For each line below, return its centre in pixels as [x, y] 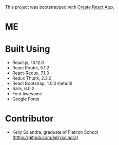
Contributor [29, 119]
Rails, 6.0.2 [23, 89]
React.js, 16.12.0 [28, 62]
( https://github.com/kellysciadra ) [45, 137]
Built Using [28, 49]
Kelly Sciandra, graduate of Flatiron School [55, 132]
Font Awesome [27, 94]
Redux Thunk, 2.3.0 [32, 78]
